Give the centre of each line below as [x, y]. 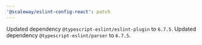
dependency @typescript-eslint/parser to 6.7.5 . [69, 35]
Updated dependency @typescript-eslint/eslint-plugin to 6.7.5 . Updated [101, 29]
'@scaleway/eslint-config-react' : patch [59, 12]
